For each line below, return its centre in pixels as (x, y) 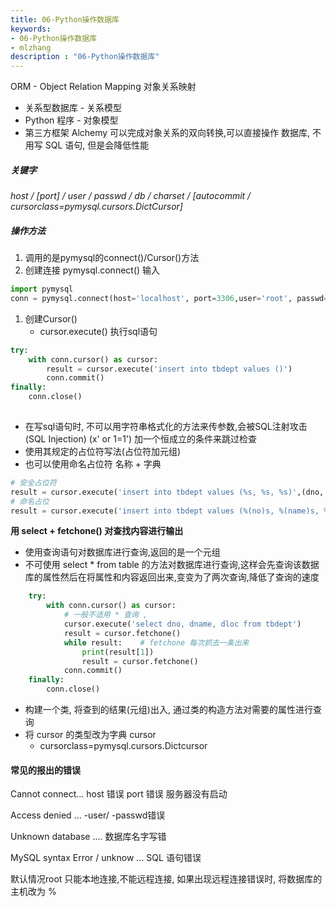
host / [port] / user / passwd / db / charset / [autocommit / (131, 196)
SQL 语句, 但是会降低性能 (97, 145)
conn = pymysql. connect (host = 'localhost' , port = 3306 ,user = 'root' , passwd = (169, 298)
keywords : (31, 29)
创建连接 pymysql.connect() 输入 (92, 270)
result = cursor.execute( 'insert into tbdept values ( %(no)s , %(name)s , (165, 511)
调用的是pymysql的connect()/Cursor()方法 (112, 258)
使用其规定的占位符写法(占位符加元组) (103, 451)
